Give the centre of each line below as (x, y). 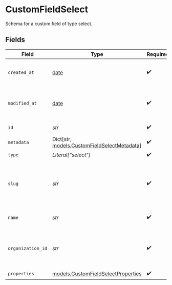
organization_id (28, 248)
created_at (21, 72)
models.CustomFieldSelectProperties (97, 274)
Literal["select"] (71, 155)
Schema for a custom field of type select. (49, 24)
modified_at (23, 103)
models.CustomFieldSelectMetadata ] (97, 146)
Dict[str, (62, 139)
